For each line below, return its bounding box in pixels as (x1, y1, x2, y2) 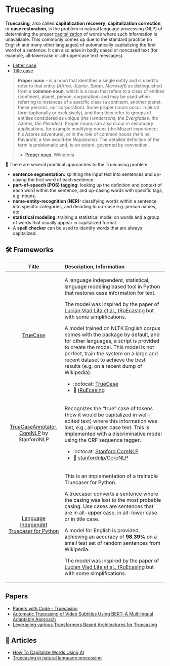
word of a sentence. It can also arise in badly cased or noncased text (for (5, 47, 158, 53)
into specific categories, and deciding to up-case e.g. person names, (12, 203, 157, 209)
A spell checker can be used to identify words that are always (12, 225, 143, 231)
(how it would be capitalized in (64, 411, 137, 418)
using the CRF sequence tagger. (64, 436, 141, 443)
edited (64, 417, 80, 424)
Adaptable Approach (12, 616, 56, 622)
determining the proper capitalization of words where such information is (5, 31, 158, 37)
